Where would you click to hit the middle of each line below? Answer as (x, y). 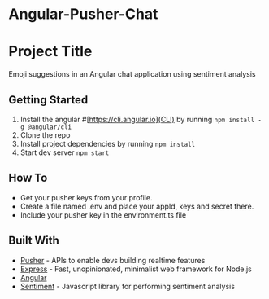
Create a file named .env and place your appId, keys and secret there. (137, 206)
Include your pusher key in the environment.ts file (103, 215)
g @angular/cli (46, 127)
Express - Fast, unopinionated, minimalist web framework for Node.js (136, 269)
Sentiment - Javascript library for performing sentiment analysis (128, 286)
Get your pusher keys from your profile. (86, 197)
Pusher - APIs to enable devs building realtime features (113, 260)
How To (28, 178)
